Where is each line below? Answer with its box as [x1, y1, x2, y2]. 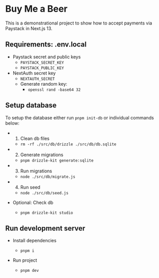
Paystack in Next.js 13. [5, 25, 52, 31]
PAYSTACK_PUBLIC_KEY [20, 65, 64, 70]
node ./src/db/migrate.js [20, 174, 75, 179]
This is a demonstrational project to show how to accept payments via [5, 20, 152, 26]
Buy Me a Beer [5, 3, 68, 15]
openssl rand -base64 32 [28, 87, 81, 92]
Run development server [5, 224, 86, 233]
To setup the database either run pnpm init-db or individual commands [5, 114, 154, 120]
